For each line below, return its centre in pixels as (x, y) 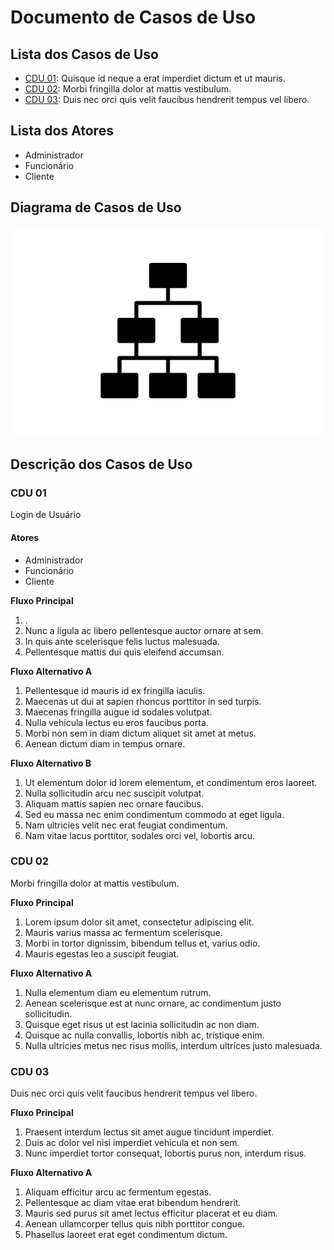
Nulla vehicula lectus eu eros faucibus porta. (116, 722)
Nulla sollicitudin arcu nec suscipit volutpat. (114, 793)
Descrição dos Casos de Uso (101, 464)
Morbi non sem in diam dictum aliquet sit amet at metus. (140, 733)
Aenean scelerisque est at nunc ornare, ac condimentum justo (153, 1003)
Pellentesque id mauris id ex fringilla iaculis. (115, 690)
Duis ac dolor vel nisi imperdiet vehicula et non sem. (132, 1143)
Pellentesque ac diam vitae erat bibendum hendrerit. (133, 1203)
